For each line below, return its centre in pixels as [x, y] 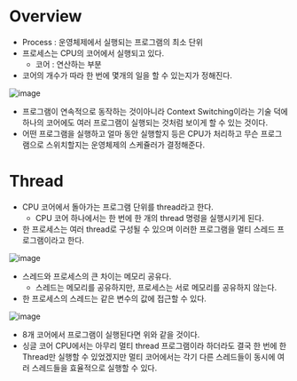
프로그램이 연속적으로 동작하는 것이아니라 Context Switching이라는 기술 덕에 [155, 111]
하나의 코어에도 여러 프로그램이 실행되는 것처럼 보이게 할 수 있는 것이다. [145, 123]
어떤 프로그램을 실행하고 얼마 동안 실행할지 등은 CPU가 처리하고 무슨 [140, 133]
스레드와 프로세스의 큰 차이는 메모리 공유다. [97, 276]
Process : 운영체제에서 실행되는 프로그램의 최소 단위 [113, 42]
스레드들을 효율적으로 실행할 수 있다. [94, 368]
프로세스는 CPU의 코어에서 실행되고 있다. [93, 53]
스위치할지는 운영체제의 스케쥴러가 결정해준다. [125, 145]
